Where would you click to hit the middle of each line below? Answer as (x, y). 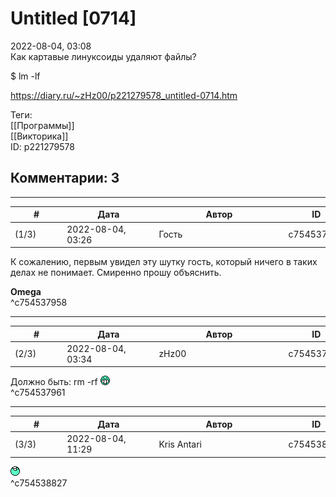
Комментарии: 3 (65, 178)
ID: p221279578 (42, 146)
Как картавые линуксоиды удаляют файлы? (103, 56)
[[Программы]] (42, 125)
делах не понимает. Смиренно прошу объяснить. (116, 272)
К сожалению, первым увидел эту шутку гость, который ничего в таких (164, 261)
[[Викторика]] (39, 136)
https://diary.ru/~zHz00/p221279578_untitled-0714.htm (124, 95)
